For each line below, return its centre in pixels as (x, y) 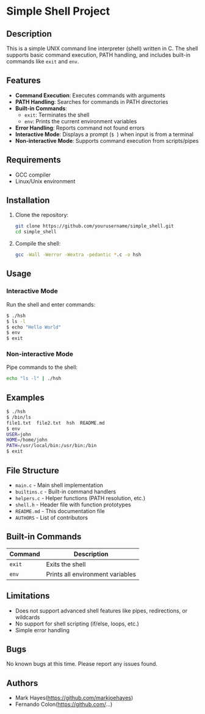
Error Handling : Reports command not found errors (80, 128)
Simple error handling (42, 630)
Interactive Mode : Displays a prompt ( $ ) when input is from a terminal (104, 134)
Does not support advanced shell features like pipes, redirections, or (101, 610)
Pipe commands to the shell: (42, 367)
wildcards (27, 617)
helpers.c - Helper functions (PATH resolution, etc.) (80, 498)
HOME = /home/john (27, 440)
